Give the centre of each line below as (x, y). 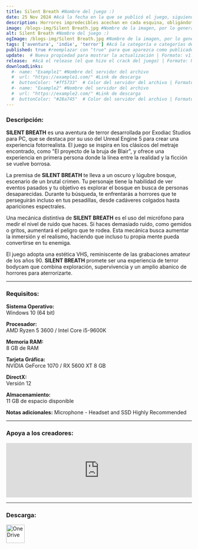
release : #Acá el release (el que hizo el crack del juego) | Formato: (97, 61)
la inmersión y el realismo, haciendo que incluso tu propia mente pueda (93, 237)
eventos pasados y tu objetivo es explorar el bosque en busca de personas (97, 187)
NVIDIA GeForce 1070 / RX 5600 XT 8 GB (56, 366)
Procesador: (22, 324)
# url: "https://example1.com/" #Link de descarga (76, 77)
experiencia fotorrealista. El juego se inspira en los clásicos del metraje (92, 145)
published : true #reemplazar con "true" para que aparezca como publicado (100, 50)
